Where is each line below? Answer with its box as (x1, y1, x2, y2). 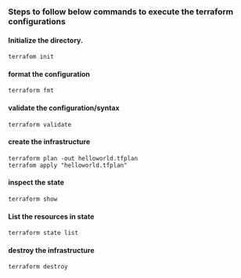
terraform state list (8, 229, 79, 237)
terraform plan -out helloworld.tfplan (8, 154, 138, 162)
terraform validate (8, 121, 72, 128)
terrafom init (8, 53, 55, 61)
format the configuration (8, 69, 90, 78)
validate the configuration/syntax (8, 103, 120, 112)
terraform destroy (8, 263, 68, 271)
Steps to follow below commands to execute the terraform (8, 6, 234, 17)
